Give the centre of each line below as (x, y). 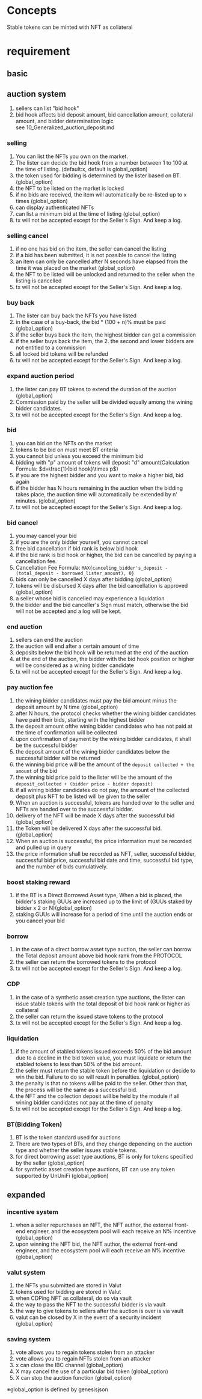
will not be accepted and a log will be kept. (69, 611)
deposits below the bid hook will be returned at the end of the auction (102, 653)
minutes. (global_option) (45, 501)
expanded (26, 1194)
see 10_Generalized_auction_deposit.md (65, 127)
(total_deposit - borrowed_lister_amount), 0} (75, 574)
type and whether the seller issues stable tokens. (76, 1150)
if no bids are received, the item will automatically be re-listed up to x (101, 194)
